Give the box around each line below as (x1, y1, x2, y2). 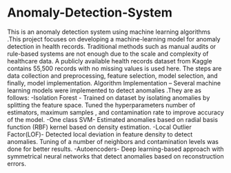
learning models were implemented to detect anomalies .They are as (7, 86, 202, 94)
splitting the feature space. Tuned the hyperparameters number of (7, 101, 196, 109)
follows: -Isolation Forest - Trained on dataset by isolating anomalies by (7, 93, 210, 101)
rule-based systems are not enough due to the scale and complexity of (7, 50, 209, 58)
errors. (7, 159, 26, 167)
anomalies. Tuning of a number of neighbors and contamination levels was (7, 137, 219, 145)
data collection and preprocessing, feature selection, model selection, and (7, 71, 219, 80)
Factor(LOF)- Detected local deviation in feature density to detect (7, 130, 193, 139)
